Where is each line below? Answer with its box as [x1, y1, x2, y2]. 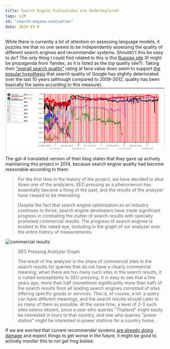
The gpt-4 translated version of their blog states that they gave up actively [5, 156, 160, 162]
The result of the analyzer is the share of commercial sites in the [17, 258, 152, 265]
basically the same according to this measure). [5, 81, 103, 88]
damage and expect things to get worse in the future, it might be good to [5, 333, 157, 339]
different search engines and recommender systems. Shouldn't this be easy [5, 50, 163, 56]
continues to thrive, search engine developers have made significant [17, 207, 161, 213]
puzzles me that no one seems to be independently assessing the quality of [5, 44, 163, 50]
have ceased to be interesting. [17, 192, 81, 198]
